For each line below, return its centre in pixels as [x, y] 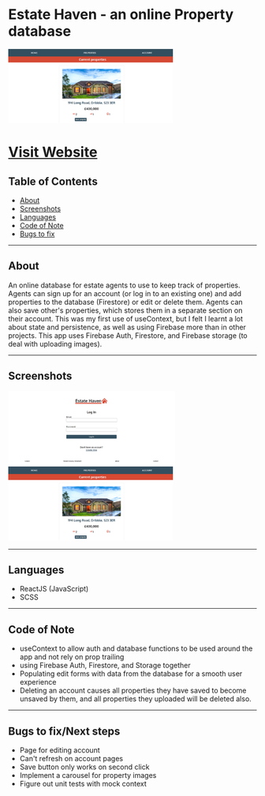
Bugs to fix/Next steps [64, 731]
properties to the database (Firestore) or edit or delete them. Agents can [125, 302]
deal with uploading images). [55, 344]
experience [38, 682]
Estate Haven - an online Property [121, 15]
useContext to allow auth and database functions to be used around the [136, 648]
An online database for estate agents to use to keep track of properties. [124, 285]
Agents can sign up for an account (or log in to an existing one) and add [125, 293]
